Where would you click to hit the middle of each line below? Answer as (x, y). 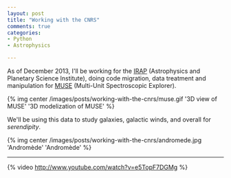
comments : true (29, 26)
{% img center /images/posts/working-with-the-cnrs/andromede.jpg (104, 140)
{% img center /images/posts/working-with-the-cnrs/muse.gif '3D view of (112, 99)
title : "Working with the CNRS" (53, 20)
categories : (24, 33)
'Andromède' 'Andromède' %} (49, 147)
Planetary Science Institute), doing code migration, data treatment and (107, 78)
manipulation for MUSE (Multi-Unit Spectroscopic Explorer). (92, 86)
